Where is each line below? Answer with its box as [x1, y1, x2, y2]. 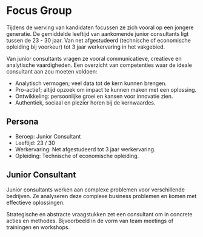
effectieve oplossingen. [6, 199, 65, 206]
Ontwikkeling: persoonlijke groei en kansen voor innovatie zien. [15, 92, 173, 100]
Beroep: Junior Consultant [15, 132, 81, 140]
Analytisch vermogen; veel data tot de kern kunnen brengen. [15, 80, 167, 87]
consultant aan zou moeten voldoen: [6, 67, 98, 75]
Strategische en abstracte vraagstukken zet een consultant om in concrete [6, 210, 193, 218]
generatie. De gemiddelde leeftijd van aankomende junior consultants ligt [6, 30, 189, 37]
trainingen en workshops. [6, 223, 70, 231]
